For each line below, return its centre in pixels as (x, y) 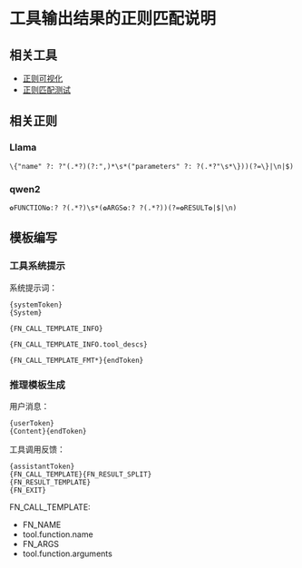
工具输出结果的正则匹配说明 (113, 19)
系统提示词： (33, 288)
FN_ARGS (41, 544)
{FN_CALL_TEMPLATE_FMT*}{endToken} (77, 360)
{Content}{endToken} (49, 431)
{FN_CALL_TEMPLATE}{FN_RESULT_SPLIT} (81, 474)
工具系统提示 (38, 266)
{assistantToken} (42, 466)
